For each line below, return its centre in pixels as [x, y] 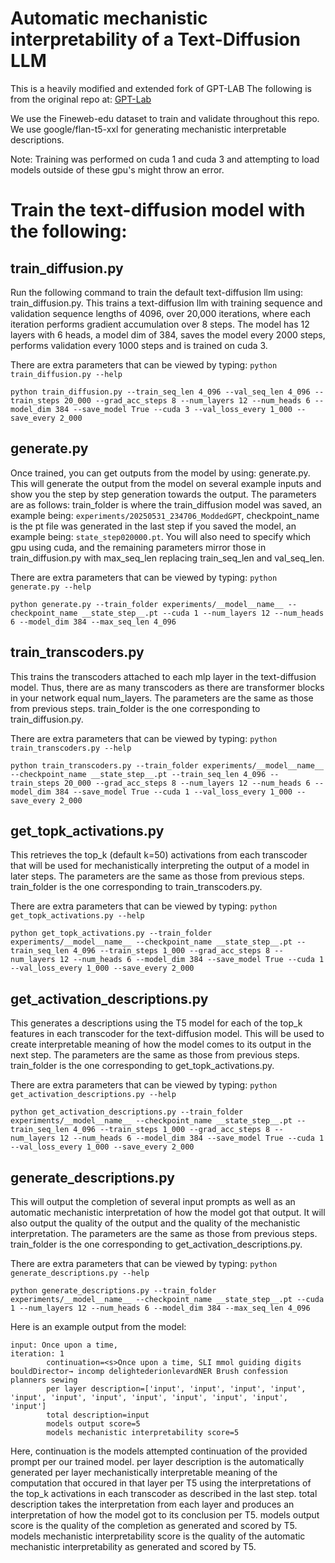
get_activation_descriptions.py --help [93, 1095]
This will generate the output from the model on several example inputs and [166, 483]
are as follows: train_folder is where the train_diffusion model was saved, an [166, 504]
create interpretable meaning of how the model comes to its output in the [161, 1044]
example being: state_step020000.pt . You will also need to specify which [161, 536]
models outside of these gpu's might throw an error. [117, 169]
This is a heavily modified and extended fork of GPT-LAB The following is [161, 88]
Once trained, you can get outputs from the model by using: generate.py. [160, 473]
